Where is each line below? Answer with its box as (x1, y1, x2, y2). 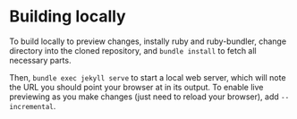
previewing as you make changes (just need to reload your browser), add (9, 91, 279, 102)
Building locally (9, 6, 127, 27)
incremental (9, 102, 54, 111)
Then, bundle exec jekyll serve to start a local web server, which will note (9, 72, 286, 82)
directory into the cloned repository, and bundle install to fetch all (9, 45, 257, 55)
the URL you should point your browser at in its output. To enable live (9, 81, 264, 92)
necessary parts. (9, 55, 72, 65)
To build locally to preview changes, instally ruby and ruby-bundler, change (9, 36, 287, 47)
